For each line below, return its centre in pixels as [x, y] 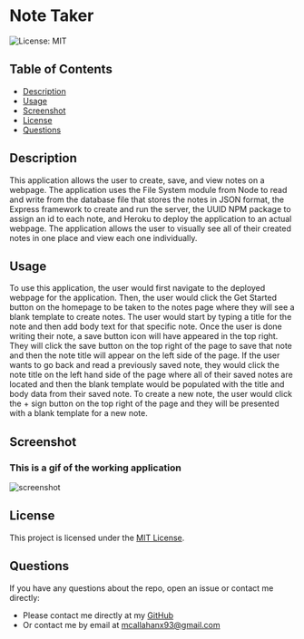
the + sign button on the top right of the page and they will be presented [144, 403]
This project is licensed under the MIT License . [97, 537]
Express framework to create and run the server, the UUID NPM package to [151, 208]
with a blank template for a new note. [78, 413]
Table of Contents [61, 69]
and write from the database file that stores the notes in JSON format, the [147, 199]
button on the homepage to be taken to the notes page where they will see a [152, 307]
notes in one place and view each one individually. [103, 237]
